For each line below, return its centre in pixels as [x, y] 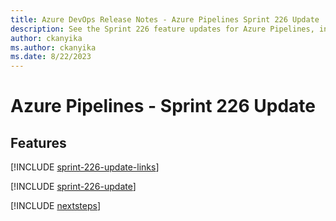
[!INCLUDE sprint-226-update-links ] [85, 167]
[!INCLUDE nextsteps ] [56, 206]
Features [38, 142]
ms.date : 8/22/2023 [51, 57]
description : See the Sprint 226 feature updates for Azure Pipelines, [162, 29]
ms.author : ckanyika [53, 47]
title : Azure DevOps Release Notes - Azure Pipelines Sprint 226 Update [165, 19]
